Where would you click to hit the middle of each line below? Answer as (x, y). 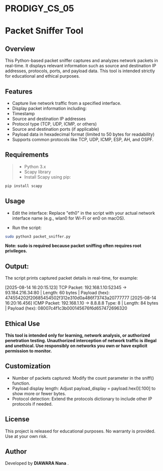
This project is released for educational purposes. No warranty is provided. (80, 431)
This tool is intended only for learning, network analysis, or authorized (78, 335)
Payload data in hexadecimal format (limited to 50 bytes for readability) (83, 134)
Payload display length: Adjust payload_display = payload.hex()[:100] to (84, 388)
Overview (20, 49)
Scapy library (37, 172)
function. (21, 383)
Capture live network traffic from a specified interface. (67, 103)
